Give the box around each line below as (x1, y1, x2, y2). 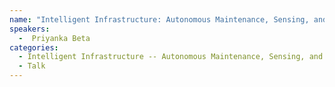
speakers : (9, 24, 51, 34)
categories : (9, 42, 59, 53)
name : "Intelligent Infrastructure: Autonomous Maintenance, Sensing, (9, 14, 310, 25)
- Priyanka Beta (18, 33, 91, 43)
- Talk (18, 61, 46, 71)
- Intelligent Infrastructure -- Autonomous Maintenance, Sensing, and (18, 52, 324, 62)
